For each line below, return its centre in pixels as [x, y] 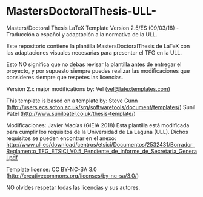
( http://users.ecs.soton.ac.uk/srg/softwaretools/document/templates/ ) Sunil [101, 107]
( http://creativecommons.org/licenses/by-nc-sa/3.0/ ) [73, 175]
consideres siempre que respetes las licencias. [65, 77]
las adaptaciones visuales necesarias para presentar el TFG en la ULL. [94, 52]
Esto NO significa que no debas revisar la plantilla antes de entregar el [94, 64]
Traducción [21, 34]
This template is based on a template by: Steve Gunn [72, 101]
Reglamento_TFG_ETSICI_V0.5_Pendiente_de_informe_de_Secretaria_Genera [102, 151]
